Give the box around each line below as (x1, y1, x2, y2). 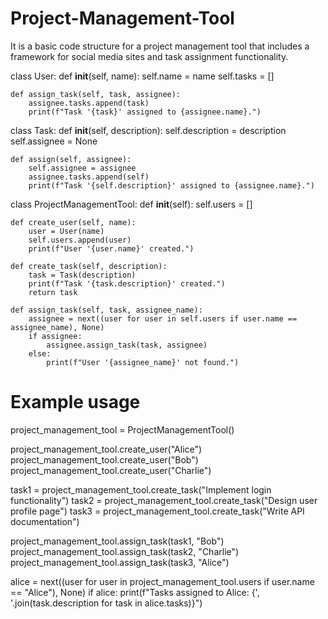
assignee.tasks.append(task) (28, 98, 150, 108)
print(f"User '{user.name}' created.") (28, 243, 195, 254)
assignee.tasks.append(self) (28, 172, 150, 182)
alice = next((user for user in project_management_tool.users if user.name (10, 575, 315, 587)
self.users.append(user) (28, 235, 132, 245)
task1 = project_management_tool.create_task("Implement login (10, 483, 272, 496)
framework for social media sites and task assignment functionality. (10, 50, 289, 62)
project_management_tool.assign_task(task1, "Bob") (10, 535, 225, 547)
